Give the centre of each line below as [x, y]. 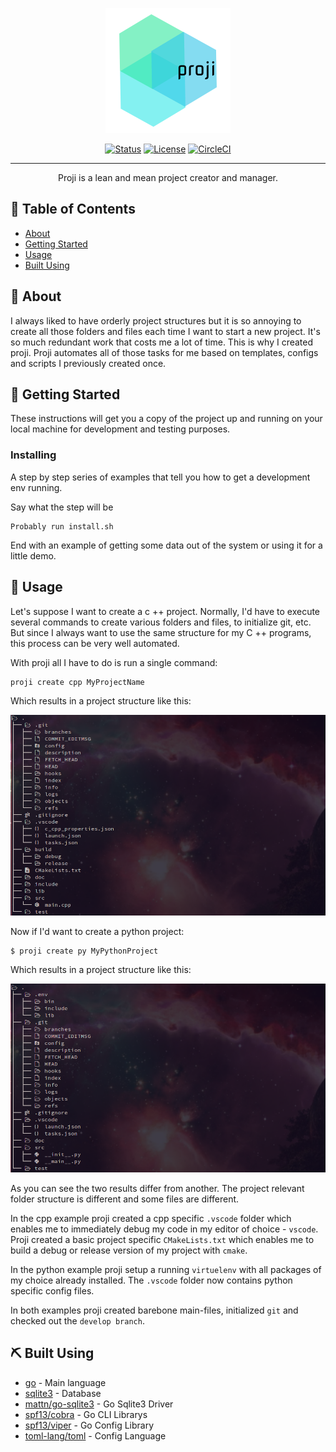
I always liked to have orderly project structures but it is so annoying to [156, 320]
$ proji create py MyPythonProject [84, 951]
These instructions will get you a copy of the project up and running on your [166, 419]
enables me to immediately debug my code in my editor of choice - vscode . [164, 1229]
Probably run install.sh [62, 526]
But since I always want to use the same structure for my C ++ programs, [161, 632]
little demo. [33, 555]
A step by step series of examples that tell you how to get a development [160, 477]
